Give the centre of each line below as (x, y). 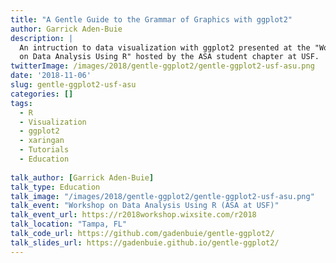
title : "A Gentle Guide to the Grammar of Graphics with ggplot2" (151, 19)
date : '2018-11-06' (51, 76)
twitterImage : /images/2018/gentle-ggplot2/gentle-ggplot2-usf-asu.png (162, 66)
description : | (42, 38)
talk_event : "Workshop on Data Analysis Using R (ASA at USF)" (145, 206)
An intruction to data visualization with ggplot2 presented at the (165, 47)
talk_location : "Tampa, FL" (69, 224)
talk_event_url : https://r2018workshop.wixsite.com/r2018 (133, 215)
